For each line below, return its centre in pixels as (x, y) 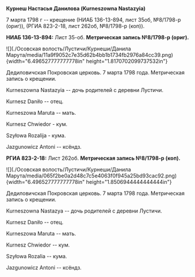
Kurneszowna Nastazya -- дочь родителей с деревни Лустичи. (84, 211)
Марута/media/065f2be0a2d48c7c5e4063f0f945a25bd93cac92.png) (92, 176)
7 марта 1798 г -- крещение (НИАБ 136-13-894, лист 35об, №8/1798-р (93, 20)
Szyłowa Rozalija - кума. (36, 135)
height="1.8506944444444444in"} (129, 182)
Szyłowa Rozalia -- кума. (37, 256)
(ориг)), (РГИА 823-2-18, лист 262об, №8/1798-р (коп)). (75, 26)
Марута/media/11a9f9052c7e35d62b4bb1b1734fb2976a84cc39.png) (90, 55)
